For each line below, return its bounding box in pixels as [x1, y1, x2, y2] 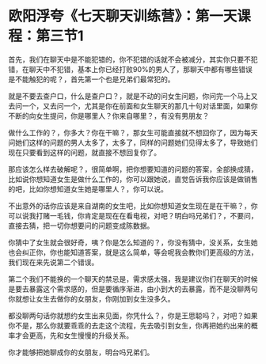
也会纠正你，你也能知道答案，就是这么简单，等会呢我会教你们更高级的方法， [8, 247, 258, 257]
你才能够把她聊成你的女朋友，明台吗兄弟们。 [8, 347, 154, 357]
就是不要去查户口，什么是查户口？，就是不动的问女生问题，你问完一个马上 [8, 91, 251, 100]
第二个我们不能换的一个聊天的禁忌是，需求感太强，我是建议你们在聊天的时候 [8, 274, 258, 283]
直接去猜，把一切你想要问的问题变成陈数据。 [8, 221, 154, 230]
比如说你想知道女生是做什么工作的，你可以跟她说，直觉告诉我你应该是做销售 [8, 174, 258, 184]
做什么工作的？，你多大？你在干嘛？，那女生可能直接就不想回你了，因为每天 [8, 127, 258, 137]
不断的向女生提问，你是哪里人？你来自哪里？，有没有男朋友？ [8, 111, 210, 120]
